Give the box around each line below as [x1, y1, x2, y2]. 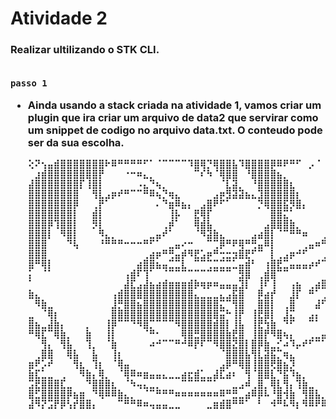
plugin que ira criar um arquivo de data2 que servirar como [27, 110, 319, 124]
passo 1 [10, 78, 48, 89]
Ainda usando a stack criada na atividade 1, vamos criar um [27, 98, 322, 112]
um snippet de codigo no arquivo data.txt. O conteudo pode [27, 123, 323, 137]
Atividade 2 [10, 7, 108, 30]
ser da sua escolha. [27, 135, 125, 149]
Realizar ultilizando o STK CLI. [10, 43, 160, 57]
